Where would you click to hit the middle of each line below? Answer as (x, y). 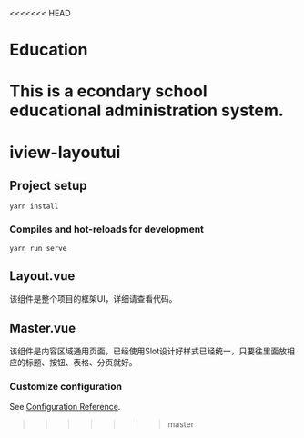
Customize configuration (66, 387)
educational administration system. (147, 110)
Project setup (49, 185)
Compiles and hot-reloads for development (107, 229)
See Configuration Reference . (65, 406)
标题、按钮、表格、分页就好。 (81, 363)
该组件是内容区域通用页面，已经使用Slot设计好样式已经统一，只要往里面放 (148, 351)
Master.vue (42, 328)
